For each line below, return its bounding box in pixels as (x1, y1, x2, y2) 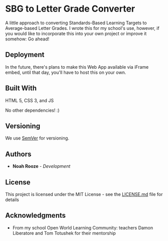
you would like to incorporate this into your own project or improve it (5, 30, 147, 36)
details (5, 197, 19, 203)
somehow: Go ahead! (5, 36, 49, 42)
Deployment (5, 51, 45, 59)
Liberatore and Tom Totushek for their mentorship (12, 230, 116, 236)
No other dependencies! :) (5, 107, 60, 113)
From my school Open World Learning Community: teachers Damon (12, 224, 153, 230)
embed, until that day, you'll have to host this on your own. (5, 69, 126, 75)
